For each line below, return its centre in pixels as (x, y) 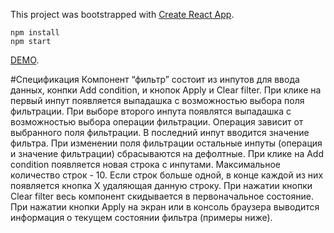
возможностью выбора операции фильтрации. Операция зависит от (157, 122)
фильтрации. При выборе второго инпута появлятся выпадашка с (151, 111)
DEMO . (25, 60)
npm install (35, 33)
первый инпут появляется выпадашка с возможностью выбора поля (157, 100)
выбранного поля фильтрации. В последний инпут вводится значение (160, 132)
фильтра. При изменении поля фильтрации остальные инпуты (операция (166, 143)
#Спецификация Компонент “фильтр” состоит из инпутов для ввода (155, 79)
